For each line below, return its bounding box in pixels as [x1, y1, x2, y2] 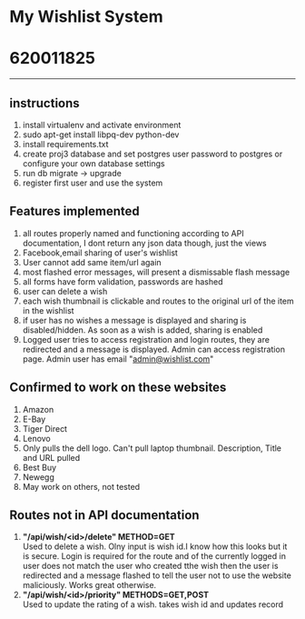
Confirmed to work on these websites [9, 380, 227, 395]
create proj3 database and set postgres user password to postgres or [22, 148, 283, 159]
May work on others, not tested [22, 481, 141, 492]
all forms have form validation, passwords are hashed [22, 275, 224, 287]
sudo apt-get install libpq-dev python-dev [22, 129, 180, 140]
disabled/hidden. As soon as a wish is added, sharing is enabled [22, 324, 263, 335]
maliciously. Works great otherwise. [22, 580, 157, 591]
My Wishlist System [9, 6, 163, 27]
